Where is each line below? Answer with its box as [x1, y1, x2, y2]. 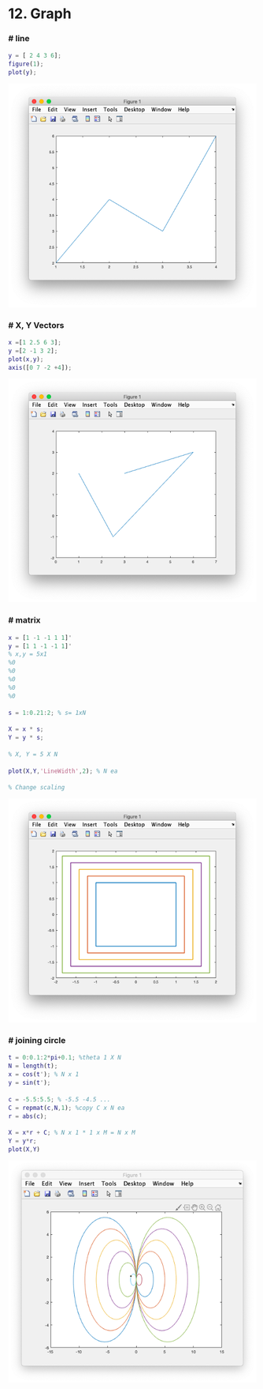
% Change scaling [8, 784, 65, 792]
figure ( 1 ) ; [8, 60, 44, 68]
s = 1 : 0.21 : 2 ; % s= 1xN [8, 709, 87, 717]
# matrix [8, 615, 41, 626]
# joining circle [8, 1035, 66, 1045]
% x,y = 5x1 [8, 650, 47, 658]
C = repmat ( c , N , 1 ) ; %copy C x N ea [8, 1104, 125, 1112]
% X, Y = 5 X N [8, 750, 58, 758]
